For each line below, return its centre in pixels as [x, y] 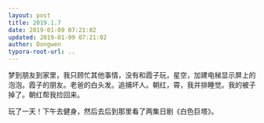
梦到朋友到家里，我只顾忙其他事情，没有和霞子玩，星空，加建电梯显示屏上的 [132, 75]
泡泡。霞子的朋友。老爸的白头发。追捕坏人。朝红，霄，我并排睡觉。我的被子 [132, 85]
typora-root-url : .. [42, 52]
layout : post [29, 15]
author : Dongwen [35, 45]
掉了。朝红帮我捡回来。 [46, 94]
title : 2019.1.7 [35, 23]
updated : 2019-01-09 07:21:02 [58, 37]
